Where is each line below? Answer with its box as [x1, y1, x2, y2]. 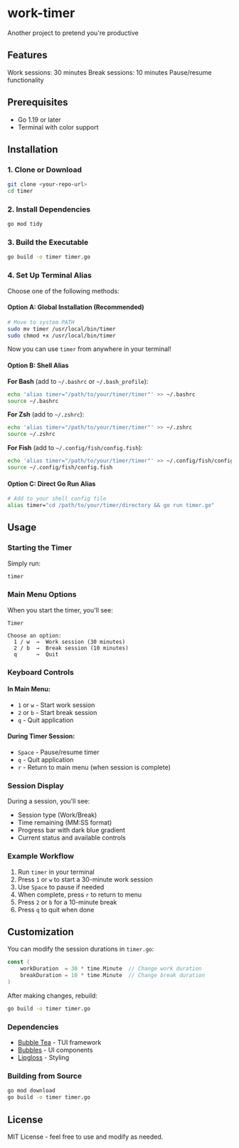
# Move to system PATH [7, 318, 75, 325]
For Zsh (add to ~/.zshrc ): [7, 410, 85, 419]
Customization [7, 926, 75, 938]
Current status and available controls [17, 833, 126, 842]
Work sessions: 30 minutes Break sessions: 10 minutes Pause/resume [7, 68, 212, 76]
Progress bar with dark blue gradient [17, 826, 126, 835]
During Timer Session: [7, 732, 75, 741]
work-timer [7, 5, 75, 21]
